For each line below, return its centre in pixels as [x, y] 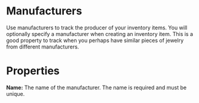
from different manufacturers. [43, 47]
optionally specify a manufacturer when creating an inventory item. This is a [99, 34]
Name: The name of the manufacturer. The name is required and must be [97, 87]
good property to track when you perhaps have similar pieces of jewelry [95, 40]
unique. [16, 93]
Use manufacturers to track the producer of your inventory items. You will [97, 28]
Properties [33, 71]
